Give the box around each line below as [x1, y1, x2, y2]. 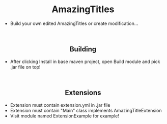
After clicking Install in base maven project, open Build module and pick [10, 58, 160, 65]
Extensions [65, 88, 101, 97]
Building [69, 45, 97, 54]
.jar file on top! [10, 64, 41, 70]
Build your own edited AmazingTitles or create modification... [10, 20, 138, 26]
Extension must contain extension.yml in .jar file [10, 102, 110, 108]
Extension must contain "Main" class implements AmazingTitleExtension [10, 107, 162, 113]
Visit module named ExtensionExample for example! [10, 113, 120, 119]
